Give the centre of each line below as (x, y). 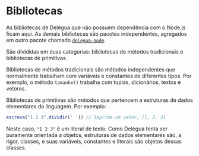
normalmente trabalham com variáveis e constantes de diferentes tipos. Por (99, 76)
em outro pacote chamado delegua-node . (56, 40)
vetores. (16, 88)
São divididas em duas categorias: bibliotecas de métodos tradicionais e (95, 51)
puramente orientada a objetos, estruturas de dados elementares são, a (94, 135)
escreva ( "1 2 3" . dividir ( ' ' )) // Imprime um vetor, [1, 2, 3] (86, 117)
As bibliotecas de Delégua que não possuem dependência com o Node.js (96, 27)
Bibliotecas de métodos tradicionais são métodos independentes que (91, 69)
